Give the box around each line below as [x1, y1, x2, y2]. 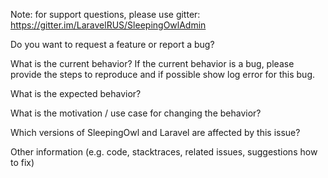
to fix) [10, 157, 35, 168]
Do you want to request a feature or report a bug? [10, 39, 215, 50]
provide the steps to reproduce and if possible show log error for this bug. [10, 69, 316, 80]
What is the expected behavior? [10, 88, 142, 99]
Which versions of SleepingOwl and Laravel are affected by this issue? [10, 127, 301, 138]
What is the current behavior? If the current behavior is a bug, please [10, 58, 295, 69]
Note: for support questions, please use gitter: [10, 9, 201, 20]
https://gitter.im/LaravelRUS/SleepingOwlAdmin [10, 19, 207, 31]
